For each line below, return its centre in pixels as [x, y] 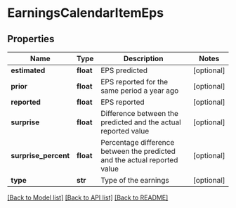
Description [143, 59]
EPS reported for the [135, 82]
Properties [31, 39]
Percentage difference [138, 142]
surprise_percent [40, 156]
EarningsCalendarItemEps [85, 13]
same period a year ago [140, 91]
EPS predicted [124, 70]
